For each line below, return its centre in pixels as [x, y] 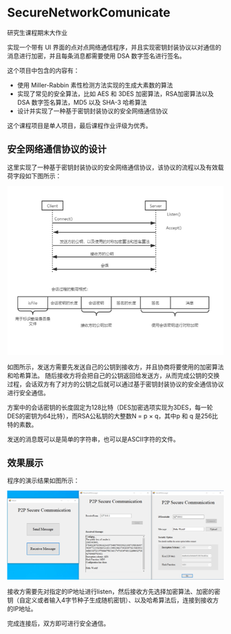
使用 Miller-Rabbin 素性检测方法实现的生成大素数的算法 [95, 85]
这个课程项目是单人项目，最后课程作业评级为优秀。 [79, 125]
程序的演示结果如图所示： [43, 480]
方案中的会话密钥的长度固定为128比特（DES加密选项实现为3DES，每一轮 [110, 407]
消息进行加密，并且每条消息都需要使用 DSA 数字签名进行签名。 [96, 56]
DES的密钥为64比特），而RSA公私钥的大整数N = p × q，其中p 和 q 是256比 [113, 416]
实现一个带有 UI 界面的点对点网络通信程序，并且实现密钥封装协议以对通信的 [114, 47]
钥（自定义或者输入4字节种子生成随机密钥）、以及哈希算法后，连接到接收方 [113, 600]
